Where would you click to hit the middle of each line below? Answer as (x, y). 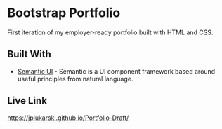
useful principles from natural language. (75, 79)
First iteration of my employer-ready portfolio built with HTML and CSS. (110, 32)
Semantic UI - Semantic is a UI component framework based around (116, 71)
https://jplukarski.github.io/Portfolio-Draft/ (68, 118)
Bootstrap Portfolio (64, 13)
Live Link (27, 101)
